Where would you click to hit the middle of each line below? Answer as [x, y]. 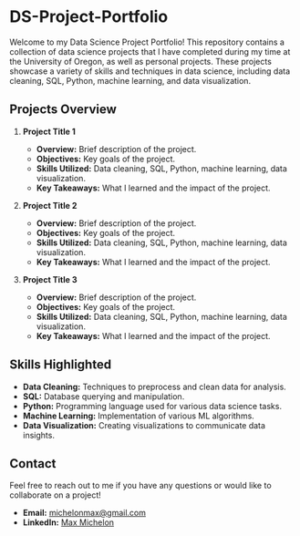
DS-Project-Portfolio [89, 17]
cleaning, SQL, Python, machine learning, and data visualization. [130, 80]
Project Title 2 [50, 205]
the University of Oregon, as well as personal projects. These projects [140, 61]
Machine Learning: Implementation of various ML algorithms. [139, 416]
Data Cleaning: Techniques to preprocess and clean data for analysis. [155, 387]
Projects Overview [63, 110]
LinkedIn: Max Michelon [68, 522]
